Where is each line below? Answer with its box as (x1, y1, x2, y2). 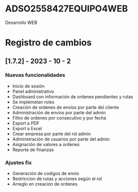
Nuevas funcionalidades (5, 72, 66, 79)
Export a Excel (12, 125, 42, 131)
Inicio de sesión (12, 83, 45, 89)
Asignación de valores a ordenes (12, 141, 80, 147)
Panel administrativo (12, 88, 55, 94)
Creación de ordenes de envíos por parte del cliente (12, 104, 119, 110)
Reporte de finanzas (12, 147, 54, 153)
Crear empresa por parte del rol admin (12, 131, 91, 137)
